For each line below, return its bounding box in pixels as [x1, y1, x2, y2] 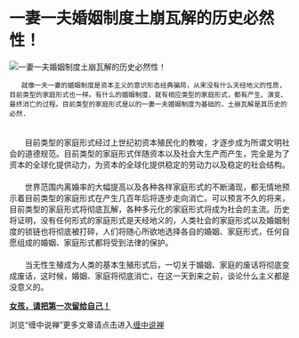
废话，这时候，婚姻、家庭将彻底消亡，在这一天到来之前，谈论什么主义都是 [16, 270, 290, 281]
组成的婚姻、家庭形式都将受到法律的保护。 [16, 237, 174, 247]
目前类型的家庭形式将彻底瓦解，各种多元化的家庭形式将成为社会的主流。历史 [9, 204, 290, 214]
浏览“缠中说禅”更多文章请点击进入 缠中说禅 [9, 319, 165, 330]
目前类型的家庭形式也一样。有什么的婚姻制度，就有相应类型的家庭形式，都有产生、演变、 [9, 90, 287, 99]
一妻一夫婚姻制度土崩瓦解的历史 [9, 8, 244, 28]
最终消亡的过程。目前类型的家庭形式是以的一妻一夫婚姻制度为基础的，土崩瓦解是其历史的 [9, 100, 287, 109]
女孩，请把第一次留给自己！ [9, 300, 111, 311]
